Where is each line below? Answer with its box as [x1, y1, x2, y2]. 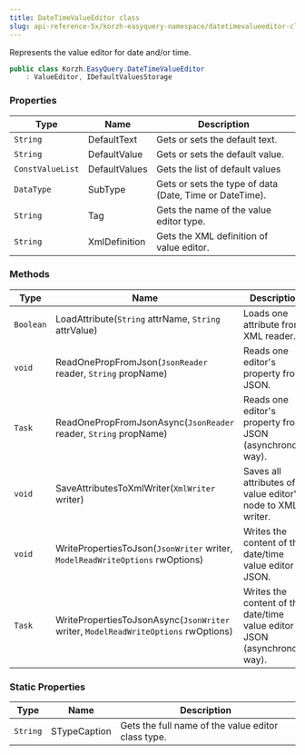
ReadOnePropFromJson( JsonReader [55, 355, 209, 368]
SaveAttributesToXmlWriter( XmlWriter [55, 482, 216, 494]
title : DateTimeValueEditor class [9, 13, 141, 23]
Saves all [243, 464, 281, 477]
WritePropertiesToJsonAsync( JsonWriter [55, 613, 231, 626]
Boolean [14, 319, 47, 330]
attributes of [243, 476, 296, 489]
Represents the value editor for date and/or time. [9, 46, 192, 57]
